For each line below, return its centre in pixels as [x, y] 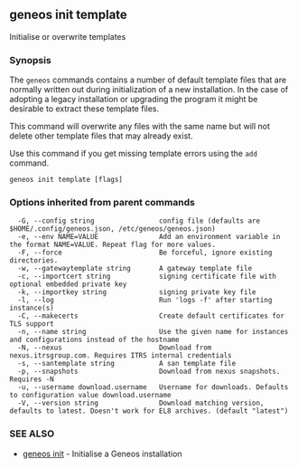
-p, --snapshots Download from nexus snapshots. [149, 372]
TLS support [32, 324]
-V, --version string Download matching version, [141, 403]
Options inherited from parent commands [102, 203]
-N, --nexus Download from [115, 348]
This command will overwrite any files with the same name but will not [140, 127]
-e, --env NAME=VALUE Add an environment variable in [149, 237]
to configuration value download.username [90, 396]
